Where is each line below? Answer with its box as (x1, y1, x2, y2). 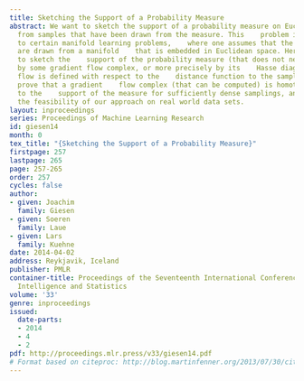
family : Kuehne (17, 240, 75, 249)
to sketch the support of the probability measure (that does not (17, 55, 285, 64)
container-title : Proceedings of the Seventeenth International (9, 274, 257, 283)
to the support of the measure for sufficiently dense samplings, (17, 88, 285, 98)
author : (9, 190, 39, 199)
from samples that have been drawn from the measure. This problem (17, 30, 290, 39)
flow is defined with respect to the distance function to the (17, 72, 273, 81)
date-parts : (17, 315, 63, 325)
